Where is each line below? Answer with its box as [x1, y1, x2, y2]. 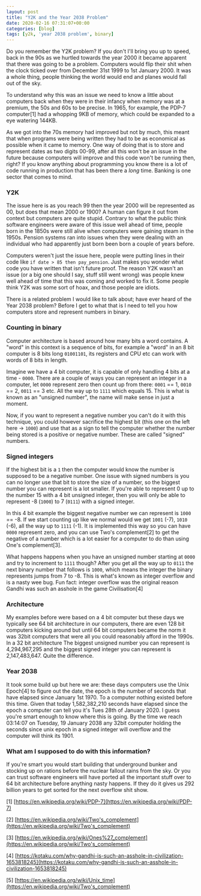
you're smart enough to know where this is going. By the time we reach [6, 712, 182, 720]
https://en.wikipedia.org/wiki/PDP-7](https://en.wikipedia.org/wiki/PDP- [15, 798, 193, 805]
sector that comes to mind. [6, 173, 73, 181]
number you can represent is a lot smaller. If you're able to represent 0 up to [6, 485, 195, 492]
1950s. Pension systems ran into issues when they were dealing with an [6, 234, 184, 241]
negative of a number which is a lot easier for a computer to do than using [6, 535, 190, 542]
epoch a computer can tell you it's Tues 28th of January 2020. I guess [6, 706, 180, 714]
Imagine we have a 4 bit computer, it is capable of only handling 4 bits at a [6, 368, 190, 375]
